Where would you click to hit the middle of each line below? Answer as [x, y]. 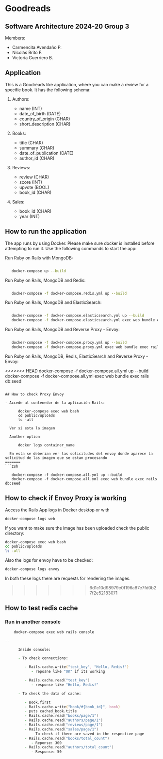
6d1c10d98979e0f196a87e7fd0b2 [123, 588]
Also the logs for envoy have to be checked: [49, 560]
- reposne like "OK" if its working [68, 672]
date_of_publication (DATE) [46, 153]
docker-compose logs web [30, 519]
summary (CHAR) [37, 148]
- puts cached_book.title [51, 711]
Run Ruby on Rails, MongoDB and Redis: [45, 280]
